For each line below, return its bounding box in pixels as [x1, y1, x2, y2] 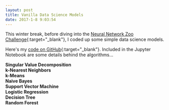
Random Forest [5, 100, 38, 106]
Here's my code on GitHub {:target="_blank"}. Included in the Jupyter [5, 47, 151, 53]
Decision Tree [5, 94, 36, 100]
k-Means [5, 73, 25, 79]
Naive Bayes [5, 78, 32, 84]
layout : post [5, 7, 33, 13]
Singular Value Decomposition [5, 62, 72, 68]
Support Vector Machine [5, 83, 59, 90]
